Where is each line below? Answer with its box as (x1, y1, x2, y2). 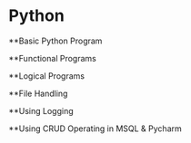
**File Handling (8, 88, 68, 99)
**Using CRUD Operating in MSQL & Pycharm (8, 123, 183, 134)
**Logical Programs (8, 70, 85, 81)
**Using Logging (8, 105, 74, 116)
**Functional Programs (8, 52, 96, 63)
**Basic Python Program (8, 35, 103, 46)
